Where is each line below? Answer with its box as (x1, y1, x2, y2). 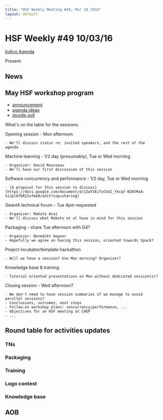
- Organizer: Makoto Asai (5, 211, 58, 216)
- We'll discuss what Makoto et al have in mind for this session (5, 215, 143, 221)
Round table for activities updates (5, 326, 110, 335)
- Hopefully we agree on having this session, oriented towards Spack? (5, 238, 154, 243)
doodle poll (12, 112, 35, 118)
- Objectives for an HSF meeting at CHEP (5, 309, 91, 314)
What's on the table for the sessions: (5, 121, 79, 127)
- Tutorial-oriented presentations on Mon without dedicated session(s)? (5, 274, 159, 279)
